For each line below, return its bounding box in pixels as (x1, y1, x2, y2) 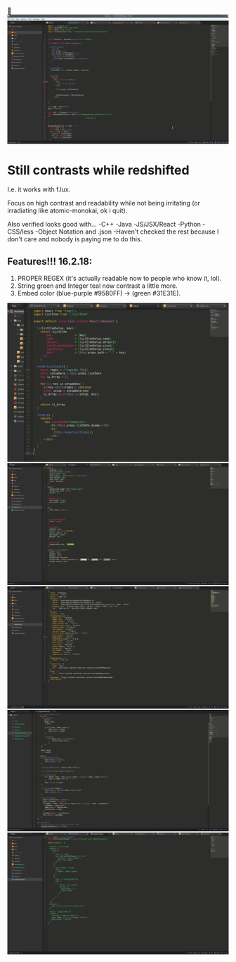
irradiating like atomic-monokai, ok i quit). (7, 206, 128, 215)
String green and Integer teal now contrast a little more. (17, 281, 178, 290)
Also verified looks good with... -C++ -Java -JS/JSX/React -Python (7, 220, 202, 229)
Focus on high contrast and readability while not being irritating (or (7, 199, 201, 208)
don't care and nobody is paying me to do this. (7, 235, 143, 243)
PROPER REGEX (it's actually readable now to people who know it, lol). (17, 274, 222, 283)
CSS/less (7, 227, 34, 236)
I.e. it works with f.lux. (7, 185, 71, 194)
